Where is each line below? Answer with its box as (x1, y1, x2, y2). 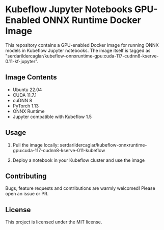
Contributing (5, 171, 47, 180)
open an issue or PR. (5, 191, 49, 197)
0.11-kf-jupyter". (5, 58, 39, 64)
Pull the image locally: (12, 141, 59, 148)
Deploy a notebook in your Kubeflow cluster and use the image (12, 157, 145, 163)
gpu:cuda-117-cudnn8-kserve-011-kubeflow (12, 147, 105, 153)
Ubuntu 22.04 (12, 87, 42, 93)
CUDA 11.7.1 (12, 92, 37, 98)
